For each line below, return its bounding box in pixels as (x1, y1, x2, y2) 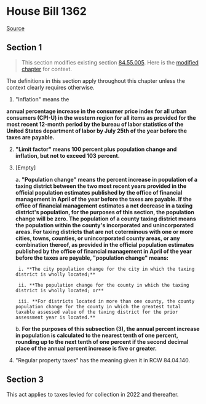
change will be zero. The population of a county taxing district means (15, 215, 197, 222)
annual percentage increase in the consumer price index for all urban (6, 107, 187, 115)
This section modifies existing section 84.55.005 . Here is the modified (21, 58, 199, 66)
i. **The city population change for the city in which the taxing (18, 266, 195, 272)
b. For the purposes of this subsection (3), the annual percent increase (15, 325, 200, 332)
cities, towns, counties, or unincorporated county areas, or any (15, 235, 180, 242)
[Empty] (15, 164, 36, 171)
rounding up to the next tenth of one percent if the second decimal (15, 338, 189, 345)
